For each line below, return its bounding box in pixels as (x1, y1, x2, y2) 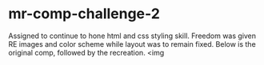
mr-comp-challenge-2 (8, 5, 160, 23)
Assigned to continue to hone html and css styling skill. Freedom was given (8, 31, 257, 40)
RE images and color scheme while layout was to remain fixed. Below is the (8, 39, 256, 48)
